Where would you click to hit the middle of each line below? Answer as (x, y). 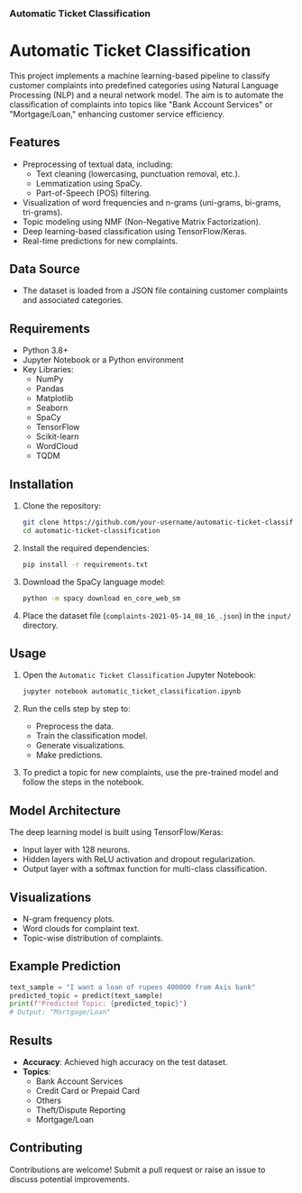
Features (35, 142)
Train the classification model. (92, 736)
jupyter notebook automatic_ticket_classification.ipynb (132, 692)
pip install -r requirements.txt (85, 564)
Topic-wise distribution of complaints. (93, 938)
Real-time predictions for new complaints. (100, 241)
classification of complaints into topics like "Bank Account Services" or (141, 104)
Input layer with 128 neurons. (76, 849)
